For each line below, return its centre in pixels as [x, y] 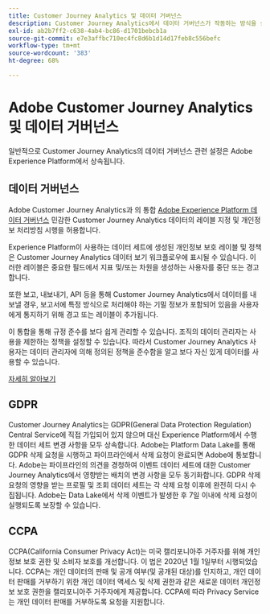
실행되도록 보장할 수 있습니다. [55, 505]
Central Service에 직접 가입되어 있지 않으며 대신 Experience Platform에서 [125, 435]
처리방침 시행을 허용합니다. [59, 229]
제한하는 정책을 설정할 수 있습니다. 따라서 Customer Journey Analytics [135, 341]
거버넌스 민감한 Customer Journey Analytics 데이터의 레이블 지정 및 [131, 220]
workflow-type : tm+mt [45, 46]
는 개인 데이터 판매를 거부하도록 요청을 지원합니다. [87, 602]
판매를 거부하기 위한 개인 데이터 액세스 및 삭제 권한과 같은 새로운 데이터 [128, 582]
